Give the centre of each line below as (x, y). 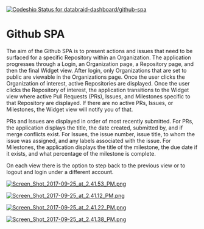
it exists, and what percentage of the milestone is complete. (81, 153)
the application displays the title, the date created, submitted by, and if (95, 128)
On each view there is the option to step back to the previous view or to (96, 165)
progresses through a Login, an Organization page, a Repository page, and (100, 64)
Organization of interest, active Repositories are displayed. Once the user (98, 83)
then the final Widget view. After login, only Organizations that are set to (97, 70)
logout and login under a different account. (60, 172)
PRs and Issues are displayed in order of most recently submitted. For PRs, (100, 121)
